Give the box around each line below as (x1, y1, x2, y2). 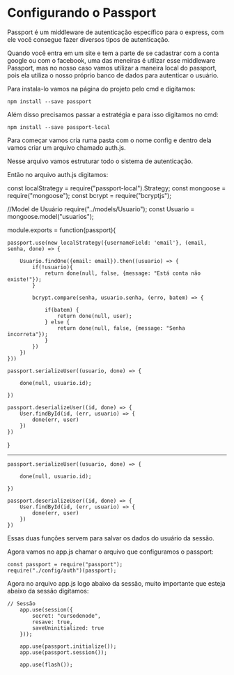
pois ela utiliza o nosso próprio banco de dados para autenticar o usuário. (7, 71, 219, 79)
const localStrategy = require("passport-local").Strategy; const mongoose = (7, 183, 226, 192)
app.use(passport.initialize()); (19, 643, 117, 650)
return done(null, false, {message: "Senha (56, 324, 186, 332)
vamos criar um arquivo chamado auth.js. (7, 143, 127, 151)
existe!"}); (7, 275, 42, 283)
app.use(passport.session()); (19, 649, 108, 656)
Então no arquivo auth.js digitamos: (7, 170, 109, 179)
